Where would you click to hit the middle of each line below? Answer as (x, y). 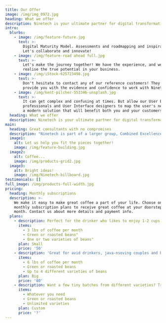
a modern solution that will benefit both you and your (82, 111)
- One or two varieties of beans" (58, 239)
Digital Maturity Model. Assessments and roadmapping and (84, 46)
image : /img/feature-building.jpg (49, 148)
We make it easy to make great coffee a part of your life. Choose (85, 202)
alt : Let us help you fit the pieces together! (64, 143)
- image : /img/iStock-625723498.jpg (52, 74)
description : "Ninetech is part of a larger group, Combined (74, 134)
